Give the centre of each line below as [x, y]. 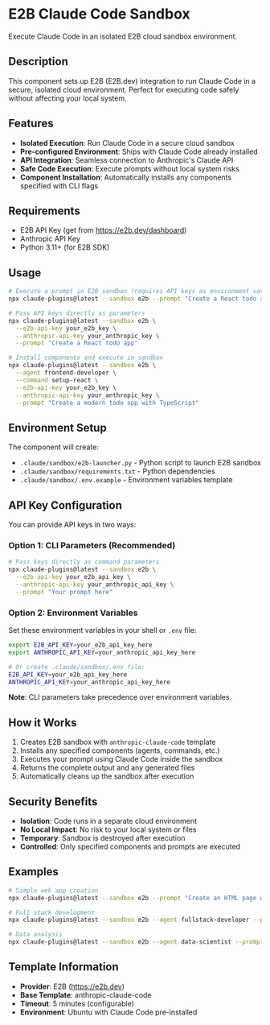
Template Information [63, 967]
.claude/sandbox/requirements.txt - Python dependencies [117, 471]
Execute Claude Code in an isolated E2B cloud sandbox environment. [123, 36]
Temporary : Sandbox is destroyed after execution [102, 838]
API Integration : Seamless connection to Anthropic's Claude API [127, 160]
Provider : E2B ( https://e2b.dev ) [72, 986]
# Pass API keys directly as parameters [77, 313]
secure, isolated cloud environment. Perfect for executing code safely [124, 89]
